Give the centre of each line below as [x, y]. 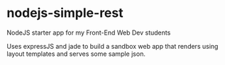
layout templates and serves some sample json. [76, 54]
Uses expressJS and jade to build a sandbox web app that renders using [112, 46]
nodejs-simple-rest [65, 13]
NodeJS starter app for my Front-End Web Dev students [89, 32]
